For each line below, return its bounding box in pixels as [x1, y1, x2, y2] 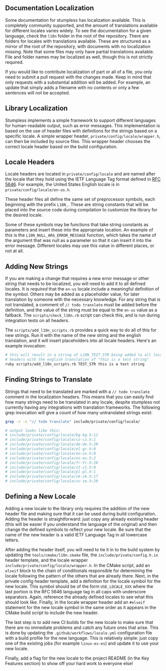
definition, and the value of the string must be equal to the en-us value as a [5, 307, 157, 313]
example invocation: [5, 343, 46, 349]
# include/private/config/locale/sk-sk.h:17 [5, 474, 98, 479]
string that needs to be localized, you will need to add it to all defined [5, 281, 146, 287]
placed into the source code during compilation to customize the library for [5, 207, 158, 213]
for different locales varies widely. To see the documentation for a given [5, 27, 152, 34]
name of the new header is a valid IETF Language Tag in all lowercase [5, 531, 147, 537]
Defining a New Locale [5, 492, 76, 501]
